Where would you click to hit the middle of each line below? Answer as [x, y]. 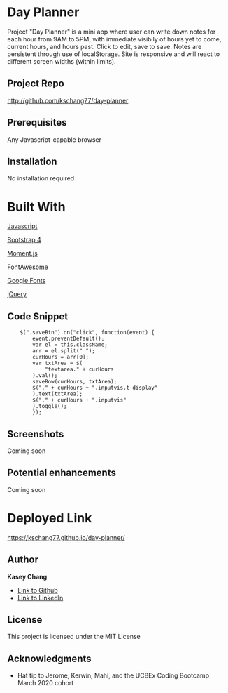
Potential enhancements [62, 473]
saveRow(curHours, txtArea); [75, 382]
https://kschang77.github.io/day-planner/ [66, 537]
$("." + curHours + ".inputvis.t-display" [95, 388]
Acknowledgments [50, 658]
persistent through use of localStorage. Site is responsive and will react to [114, 54]
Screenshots [36, 434]
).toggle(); [50, 407]
